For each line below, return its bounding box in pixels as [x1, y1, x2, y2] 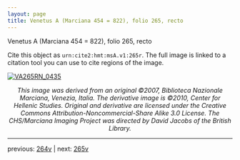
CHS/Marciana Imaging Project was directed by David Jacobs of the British [8, 116, 232, 125]
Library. [108, 124, 132, 132]
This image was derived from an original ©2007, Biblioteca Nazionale [17, 86, 223, 94]
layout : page [7, 10, 46, 18]
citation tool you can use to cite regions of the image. [7, 58, 164, 66]
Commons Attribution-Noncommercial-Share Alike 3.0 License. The [20, 109, 220, 117]
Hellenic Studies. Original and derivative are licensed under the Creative [13, 101, 227, 109]
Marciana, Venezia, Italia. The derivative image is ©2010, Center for [19, 94, 221, 102]
